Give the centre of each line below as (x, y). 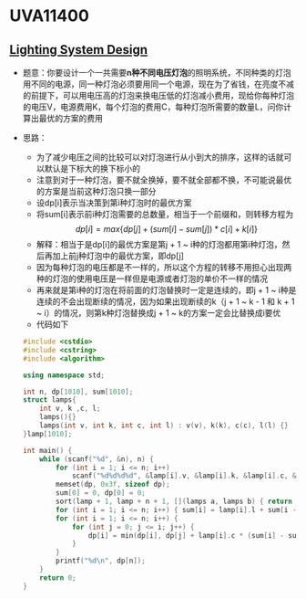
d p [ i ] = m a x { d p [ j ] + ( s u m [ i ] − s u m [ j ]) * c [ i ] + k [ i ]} (166, 229)
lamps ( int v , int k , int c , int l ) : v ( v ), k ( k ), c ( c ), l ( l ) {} (164, 426)
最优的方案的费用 (71, 118)
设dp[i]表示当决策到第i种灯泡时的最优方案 (114, 203)
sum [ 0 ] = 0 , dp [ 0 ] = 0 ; (101, 493)
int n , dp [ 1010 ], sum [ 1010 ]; (78, 392)
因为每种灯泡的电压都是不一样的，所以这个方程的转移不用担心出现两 (164, 267)
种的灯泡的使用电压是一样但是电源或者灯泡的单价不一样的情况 (152, 278)
